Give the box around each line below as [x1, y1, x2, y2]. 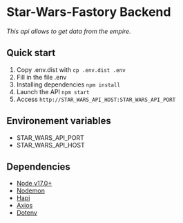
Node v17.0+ [16, 179, 52, 188]
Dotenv [16, 208, 37, 217]
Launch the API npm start [16, 87, 90, 96]
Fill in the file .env [16, 73, 67, 81]
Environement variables [6, 115, 111, 127]
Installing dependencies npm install [16, 80, 121, 89]
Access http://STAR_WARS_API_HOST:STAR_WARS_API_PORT [16, 95, 176, 103]
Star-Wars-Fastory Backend [6, 4, 171, 20]
